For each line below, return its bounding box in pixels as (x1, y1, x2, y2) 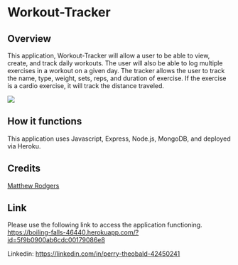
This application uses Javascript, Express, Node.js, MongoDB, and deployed (7, 134, 231, 143)
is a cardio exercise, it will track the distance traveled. (7, 82, 165, 90)
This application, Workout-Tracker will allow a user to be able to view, (7, 51, 210, 60)
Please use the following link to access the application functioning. (7, 221, 202, 229)
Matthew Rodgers (7, 181, 60, 190)
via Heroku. (7, 141, 41, 150)
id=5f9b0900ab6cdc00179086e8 (7, 236, 105, 244)
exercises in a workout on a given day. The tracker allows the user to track (7, 67, 225, 75)
